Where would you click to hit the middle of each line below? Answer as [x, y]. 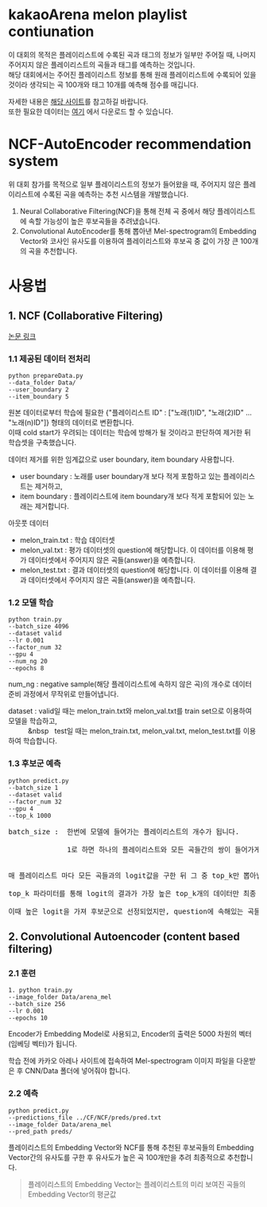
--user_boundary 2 [39, 390]
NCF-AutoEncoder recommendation [130, 144]
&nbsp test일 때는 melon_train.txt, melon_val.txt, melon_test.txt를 [134, 731]
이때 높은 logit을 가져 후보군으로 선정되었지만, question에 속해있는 [126, 911]
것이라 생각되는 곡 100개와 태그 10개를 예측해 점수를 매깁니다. [103, 85]
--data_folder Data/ [43, 383]
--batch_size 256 [37, 1005]
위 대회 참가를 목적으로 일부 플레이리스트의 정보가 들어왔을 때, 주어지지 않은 [125, 184]
